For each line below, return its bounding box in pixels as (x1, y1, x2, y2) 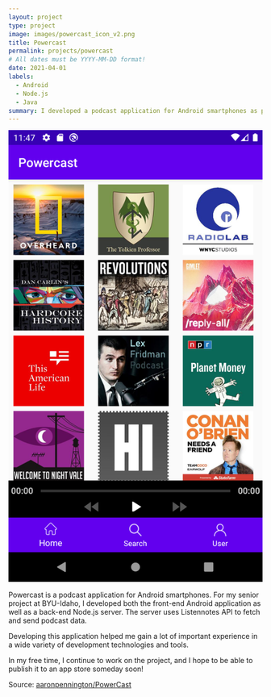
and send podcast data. (8, 616, 87, 625)
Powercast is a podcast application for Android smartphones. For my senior (8, 590, 260, 600)
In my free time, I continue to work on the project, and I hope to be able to (8, 656, 253, 666)
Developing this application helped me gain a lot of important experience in (8, 632, 258, 641)
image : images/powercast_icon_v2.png (8, 30, 135, 38)
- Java (15, 98, 38, 106)
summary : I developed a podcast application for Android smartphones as (8, 106, 258, 115)
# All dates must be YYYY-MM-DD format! (8, 56, 147, 64)
